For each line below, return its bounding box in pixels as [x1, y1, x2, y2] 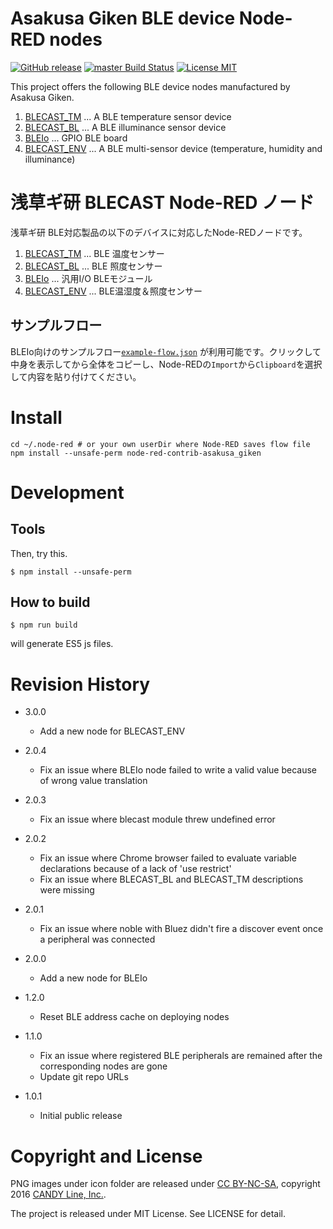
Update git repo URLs [39, 1071, 129, 1083]
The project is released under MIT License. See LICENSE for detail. [10, 1208, 287, 1220]
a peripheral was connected [39, 933, 156, 946]
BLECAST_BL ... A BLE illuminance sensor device [24, 121, 227, 133]
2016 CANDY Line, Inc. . [10, 1188, 107, 1201]
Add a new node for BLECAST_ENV [39, 725, 186, 737]
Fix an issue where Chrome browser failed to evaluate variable [39, 852, 297, 864]
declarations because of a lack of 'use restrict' [39, 863, 232, 875]
